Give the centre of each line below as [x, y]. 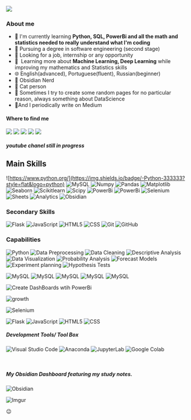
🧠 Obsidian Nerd [34, 80]
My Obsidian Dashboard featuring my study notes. [69, 374]
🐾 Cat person [30, 86]
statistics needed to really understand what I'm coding [82, 43]
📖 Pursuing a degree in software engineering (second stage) [87, 49]
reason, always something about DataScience [70, 99]
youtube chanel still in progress [45, 145]
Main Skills [26, 164]
